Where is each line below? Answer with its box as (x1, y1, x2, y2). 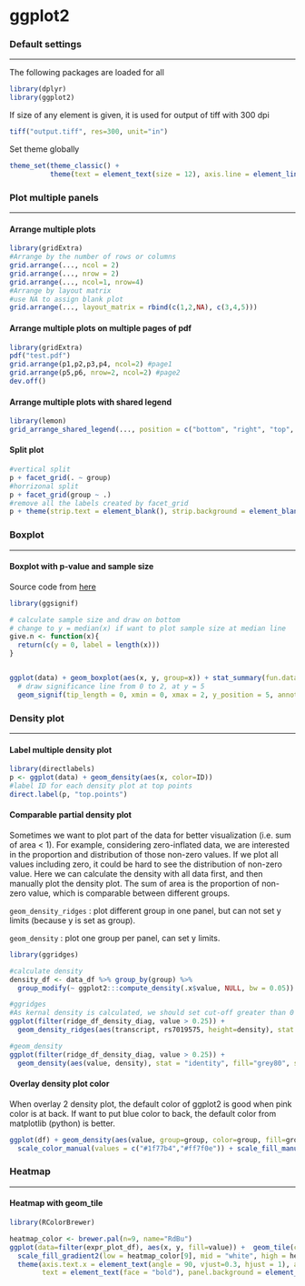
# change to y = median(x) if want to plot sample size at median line (9, 624, 286, 633)
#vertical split (9, 465, 71, 474)
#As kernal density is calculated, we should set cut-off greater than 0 (9, 1009, 295, 1018)
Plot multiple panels (9, 191, 100, 204)
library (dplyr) (9, 85, 67, 94)
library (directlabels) (9, 765, 95, 774)
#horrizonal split (9, 481, 79, 491)
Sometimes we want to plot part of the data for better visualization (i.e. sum (9, 829, 292, 840)
